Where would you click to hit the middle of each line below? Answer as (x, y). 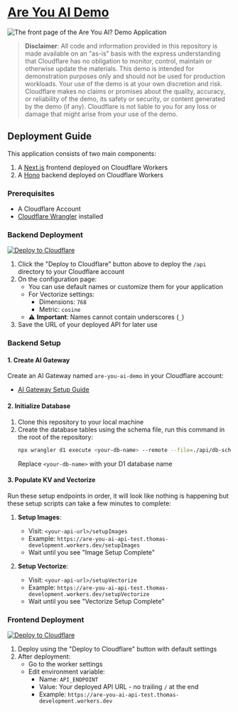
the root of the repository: (55, 437)
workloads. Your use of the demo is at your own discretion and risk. (124, 83)
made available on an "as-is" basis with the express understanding (123, 53)
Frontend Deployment (46, 619)
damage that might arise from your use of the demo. (101, 114)
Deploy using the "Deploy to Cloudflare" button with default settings (117, 649)
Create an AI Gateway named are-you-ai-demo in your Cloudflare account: (115, 376)
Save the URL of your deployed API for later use (88, 325)
